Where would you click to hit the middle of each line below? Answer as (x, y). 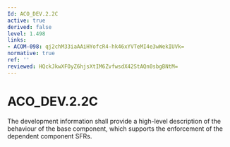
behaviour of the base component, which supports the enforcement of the (115, 129)
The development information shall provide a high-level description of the (114, 121)
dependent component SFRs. (50, 136)
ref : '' (19, 60)
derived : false (30, 27)
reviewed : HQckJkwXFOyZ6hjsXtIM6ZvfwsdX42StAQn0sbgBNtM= (93, 66)
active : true (26, 20)
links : (17, 40)
